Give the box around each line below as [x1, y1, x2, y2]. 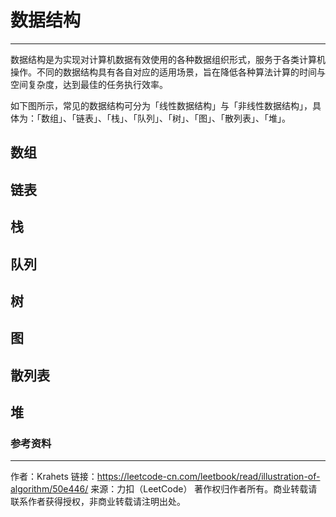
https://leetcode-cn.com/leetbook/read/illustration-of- [96, 471, 321, 483]
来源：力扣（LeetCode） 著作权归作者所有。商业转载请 [90, 483, 318, 495]
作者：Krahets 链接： [10, 471, 98, 483]
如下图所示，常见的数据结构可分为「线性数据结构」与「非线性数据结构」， [10, 99, 313, 111]
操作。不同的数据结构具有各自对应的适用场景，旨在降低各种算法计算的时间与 [10, 66, 326, 78]
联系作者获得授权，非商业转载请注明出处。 [10, 496, 186, 508]
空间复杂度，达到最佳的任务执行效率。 [10, 78, 168, 90]
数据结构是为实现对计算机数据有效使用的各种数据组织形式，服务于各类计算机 [10, 53, 326, 65]
